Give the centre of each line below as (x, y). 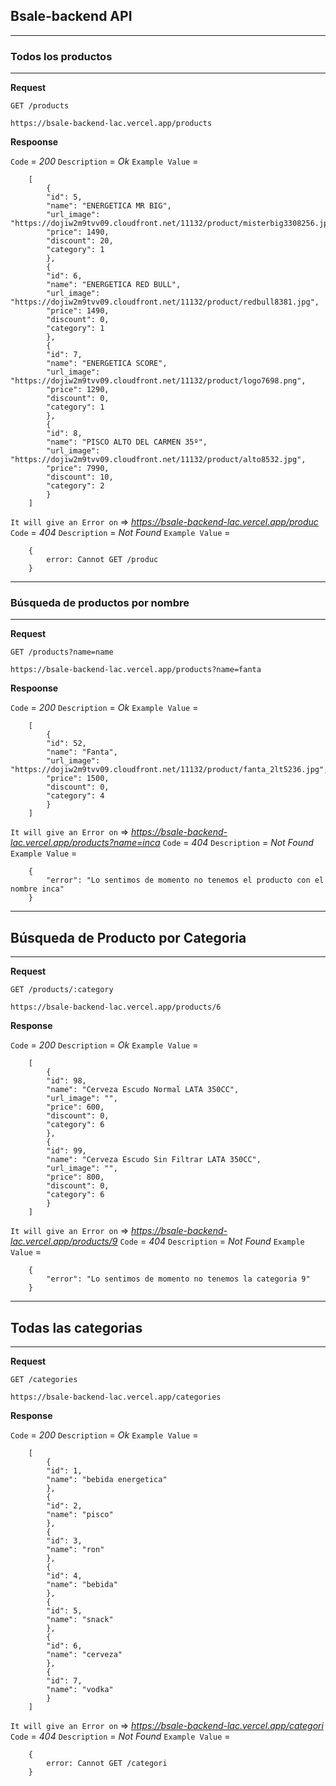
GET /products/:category (62, 990)
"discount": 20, (80, 241)
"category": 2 (75, 486)
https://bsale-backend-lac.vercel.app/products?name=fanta (136, 670)
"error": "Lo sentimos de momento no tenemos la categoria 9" (178, 1279)
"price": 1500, (78, 779)
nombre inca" (37, 889)
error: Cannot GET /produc (102, 560)
